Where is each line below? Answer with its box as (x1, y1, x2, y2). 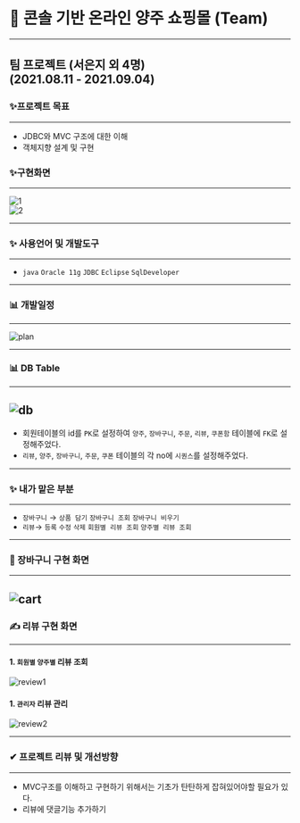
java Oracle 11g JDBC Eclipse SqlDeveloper (21, 269, 180, 278)
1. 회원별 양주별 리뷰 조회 (9, 656, 88, 667)
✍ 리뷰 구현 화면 (9, 619, 78, 632)
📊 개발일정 (9, 299, 55, 312)
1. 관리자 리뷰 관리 (9, 698, 69, 709)
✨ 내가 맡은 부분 (9, 483, 74, 495)
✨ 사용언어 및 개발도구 (9, 237, 100, 250)
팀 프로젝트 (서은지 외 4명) (9, 57, 146, 72)
